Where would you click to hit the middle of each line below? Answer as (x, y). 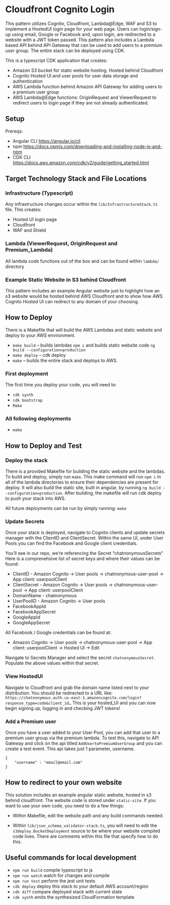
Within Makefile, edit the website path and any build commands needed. (88, 815)
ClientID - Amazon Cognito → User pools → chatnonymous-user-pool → (88, 574)
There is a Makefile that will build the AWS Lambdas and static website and (84, 330)
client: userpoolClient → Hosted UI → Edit (56, 648)
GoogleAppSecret (31, 623)
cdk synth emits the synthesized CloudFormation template (73, 897)
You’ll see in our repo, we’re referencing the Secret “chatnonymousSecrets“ (84, 553)
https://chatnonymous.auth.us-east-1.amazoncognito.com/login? (74, 698)
